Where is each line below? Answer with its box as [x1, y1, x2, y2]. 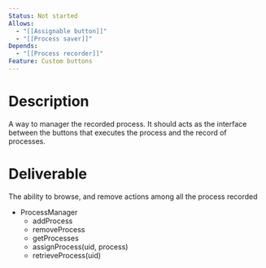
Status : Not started [8, 11, 79, 20]
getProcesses [32, 233, 79, 243]
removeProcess [32, 224, 85, 234]
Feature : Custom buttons [8, 58, 93, 66]
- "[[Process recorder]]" [15, 50, 104, 58]
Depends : [8, 42, 38, 50]
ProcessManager [20, 207, 78, 217]
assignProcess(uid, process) [32, 241, 129, 252]
